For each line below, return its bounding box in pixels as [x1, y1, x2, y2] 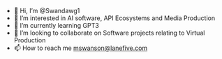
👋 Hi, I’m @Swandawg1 [13, 7, 80, 15]
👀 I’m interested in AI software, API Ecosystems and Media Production [13, 14, 215, 22]
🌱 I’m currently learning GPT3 [13, 22, 99, 29]
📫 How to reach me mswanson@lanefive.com [13, 44, 148, 52]
